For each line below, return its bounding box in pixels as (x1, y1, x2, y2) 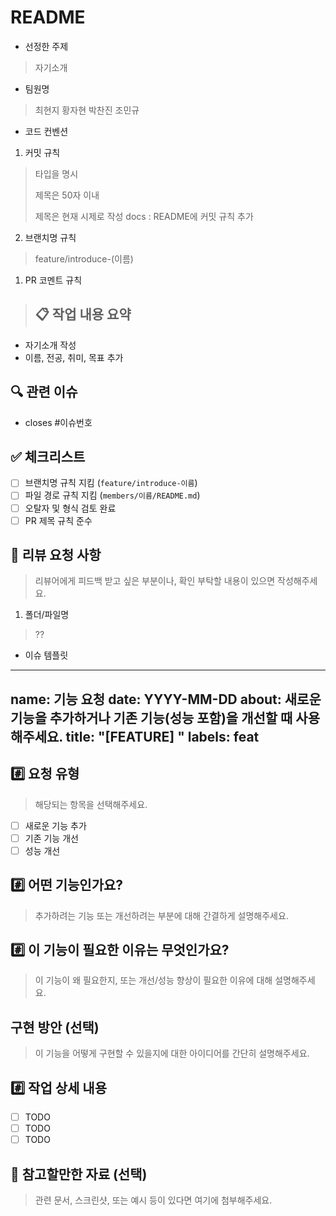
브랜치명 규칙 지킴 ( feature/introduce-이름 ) (24, 477, 198, 489)
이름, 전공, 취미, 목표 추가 (24, 351, 124, 363)
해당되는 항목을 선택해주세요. (34, 798, 148, 810)
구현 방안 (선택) (10, 1019, 100, 1036)
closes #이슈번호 (24, 416, 93, 428)
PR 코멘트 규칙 (24, 274, 83, 286)
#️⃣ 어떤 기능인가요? (10, 877, 124, 894)
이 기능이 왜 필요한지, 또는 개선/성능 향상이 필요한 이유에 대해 (34, 974, 273, 986)
